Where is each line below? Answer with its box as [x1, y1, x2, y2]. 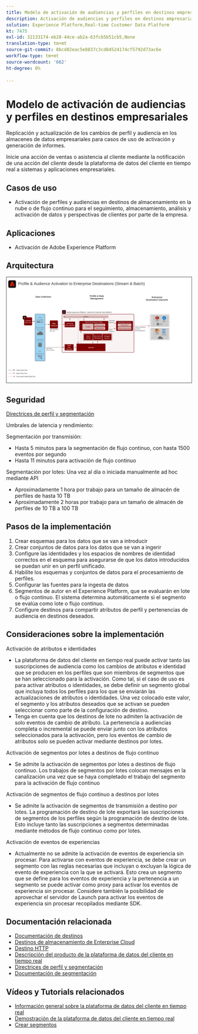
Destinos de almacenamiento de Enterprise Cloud [14, 939, 135, 946]
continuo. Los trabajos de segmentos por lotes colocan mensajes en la [14, 766, 186, 773]
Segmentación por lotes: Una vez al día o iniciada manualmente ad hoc [6, 468, 178, 475]
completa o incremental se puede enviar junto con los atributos [14, 725, 168, 732]
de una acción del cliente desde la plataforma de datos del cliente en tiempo [6, 159, 191, 167]
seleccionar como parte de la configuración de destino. [14, 706, 149, 713]
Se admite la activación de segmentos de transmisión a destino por [14, 802, 177, 809]
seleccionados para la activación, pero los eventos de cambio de [14, 731, 172, 738]
